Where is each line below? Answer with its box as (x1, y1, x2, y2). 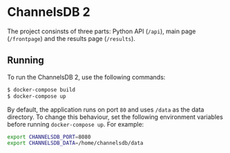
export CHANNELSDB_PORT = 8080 (7, 133, 91, 141)
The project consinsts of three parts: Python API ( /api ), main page (7, 27, 196, 35)
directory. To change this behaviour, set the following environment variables (7, 112, 223, 121)
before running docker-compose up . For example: (7, 120, 144, 128)
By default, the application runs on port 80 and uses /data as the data (7, 105, 204, 114)
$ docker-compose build (7, 86, 76, 93)
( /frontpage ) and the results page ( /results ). (7, 34, 136, 42)
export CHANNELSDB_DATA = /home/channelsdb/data (7, 140, 144, 147)
